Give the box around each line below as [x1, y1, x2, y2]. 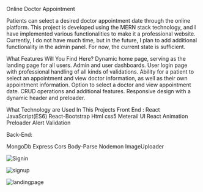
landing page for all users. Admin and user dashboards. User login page [6, 61, 188, 69]
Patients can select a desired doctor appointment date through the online [6, 17, 191, 24]
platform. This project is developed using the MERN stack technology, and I [6, 24, 196, 31]
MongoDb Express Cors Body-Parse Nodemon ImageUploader [6, 143, 164, 150]
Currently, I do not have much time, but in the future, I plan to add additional [6, 37, 197, 44]
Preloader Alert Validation [6, 119, 71, 126]
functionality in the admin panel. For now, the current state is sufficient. [6, 43, 186, 50]
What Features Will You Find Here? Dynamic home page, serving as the [6, 55, 186, 62]
